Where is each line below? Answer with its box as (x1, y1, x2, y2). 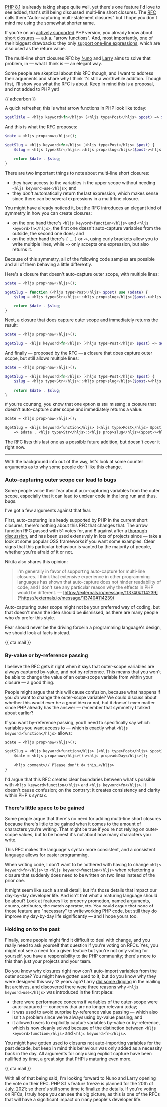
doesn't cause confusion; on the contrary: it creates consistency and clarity (5, 787, 160, 793)
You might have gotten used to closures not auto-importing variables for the (5, 1040, 161, 1046)
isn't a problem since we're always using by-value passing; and (12, 1014, 143, 1020)
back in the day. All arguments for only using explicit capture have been (5, 1051, 152, 1057)
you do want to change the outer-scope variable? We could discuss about (5, 694, 157, 700)
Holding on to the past (5, 926, 60, 933)
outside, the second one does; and (12, 231, 84, 237)
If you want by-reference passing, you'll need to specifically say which (5, 719, 150, 725)
